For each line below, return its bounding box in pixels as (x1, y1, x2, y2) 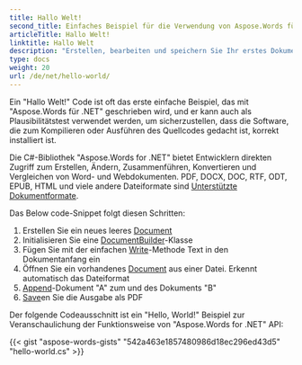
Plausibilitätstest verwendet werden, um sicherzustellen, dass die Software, (9, 115, 289, 126)
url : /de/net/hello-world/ (9, 72, 111, 81)
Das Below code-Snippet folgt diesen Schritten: (9, 208, 186, 218)
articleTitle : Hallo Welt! (9, 30, 111, 39)
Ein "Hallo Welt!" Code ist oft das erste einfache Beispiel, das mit (9, 96, 249, 107)
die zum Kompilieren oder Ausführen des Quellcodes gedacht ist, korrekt (9, 125, 280, 136)
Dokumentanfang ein (22, 254, 101, 264)
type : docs (9, 55, 50, 64)
